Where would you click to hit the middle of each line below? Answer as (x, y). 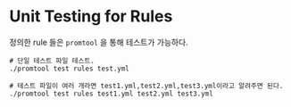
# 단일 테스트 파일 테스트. (52, 61)
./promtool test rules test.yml (69, 69)
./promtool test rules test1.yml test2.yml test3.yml (112, 94)
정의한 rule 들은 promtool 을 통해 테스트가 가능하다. (99, 42)
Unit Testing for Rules (91, 16)
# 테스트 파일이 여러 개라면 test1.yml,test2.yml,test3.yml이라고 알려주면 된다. (146, 86)
